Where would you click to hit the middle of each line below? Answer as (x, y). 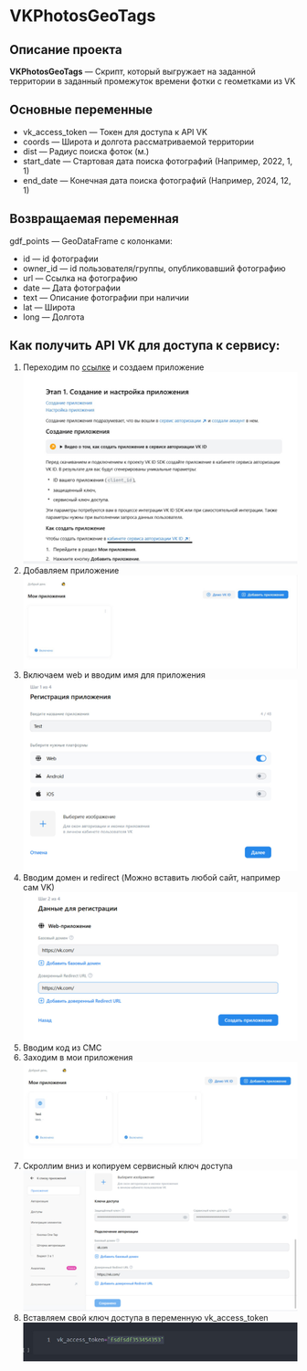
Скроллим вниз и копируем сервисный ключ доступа (127, 1165)
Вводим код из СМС (62, 1048)
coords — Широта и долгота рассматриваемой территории (138, 142)
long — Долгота (53, 317)
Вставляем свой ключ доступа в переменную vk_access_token (145, 1318)
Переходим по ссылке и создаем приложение (113, 367)
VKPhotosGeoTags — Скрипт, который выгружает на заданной (132, 71)
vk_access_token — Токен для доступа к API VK (115, 132)
